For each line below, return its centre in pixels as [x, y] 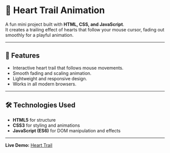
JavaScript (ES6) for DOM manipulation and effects [67, 130]
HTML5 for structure [34, 120]
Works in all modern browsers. [45, 84]
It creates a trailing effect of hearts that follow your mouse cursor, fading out [85, 29]
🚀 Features [23, 56]
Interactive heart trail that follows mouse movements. [68, 68]
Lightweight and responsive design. [50, 78]
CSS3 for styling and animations [46, 125]
